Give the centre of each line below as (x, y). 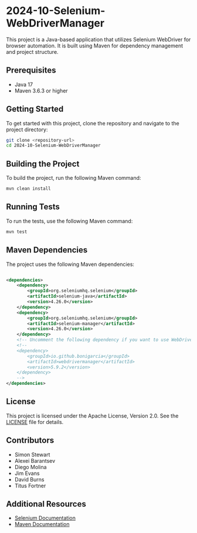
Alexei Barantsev (35, 460)
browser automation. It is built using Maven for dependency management (95, 46)
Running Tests (33, 207)
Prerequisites (31, 71)
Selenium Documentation (45, 518)
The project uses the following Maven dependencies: (70, 264)
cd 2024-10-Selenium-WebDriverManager (53, 146)
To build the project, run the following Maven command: (74, 178)
